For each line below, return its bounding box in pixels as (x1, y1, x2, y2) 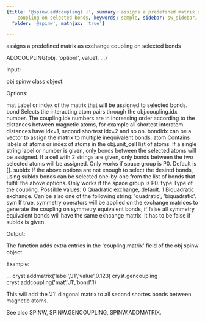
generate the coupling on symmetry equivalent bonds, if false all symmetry (6, 205, 195, 213)
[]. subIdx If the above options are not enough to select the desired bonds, (6, 166, 193, 174)
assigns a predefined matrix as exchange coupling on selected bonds (6, 42, 181, 49)
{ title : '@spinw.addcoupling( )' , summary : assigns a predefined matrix (6, 9, 195, 15)
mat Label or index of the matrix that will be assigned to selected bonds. (6, 101, 188, 109)
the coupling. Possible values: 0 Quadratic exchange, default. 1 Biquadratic (6, 186, 195, 193)
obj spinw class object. (6, 78, 64, 86)
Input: (6, 66, 21, 73)
